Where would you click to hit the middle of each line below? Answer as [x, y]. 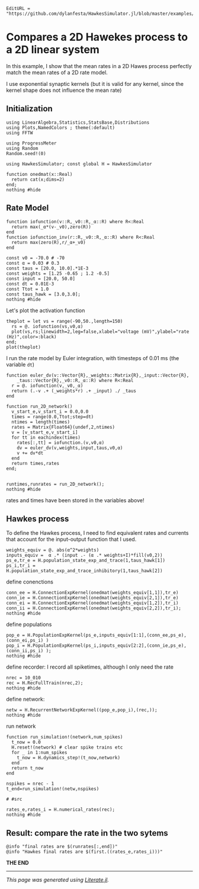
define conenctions [30, 582]
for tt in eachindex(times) [46, 437]
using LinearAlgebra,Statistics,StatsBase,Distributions [78, 122]
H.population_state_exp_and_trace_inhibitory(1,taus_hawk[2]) [84, 571]
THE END [17, 863]
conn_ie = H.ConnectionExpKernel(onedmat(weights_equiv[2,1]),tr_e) [92, 598]
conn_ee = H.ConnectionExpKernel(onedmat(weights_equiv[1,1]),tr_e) [92, 593]
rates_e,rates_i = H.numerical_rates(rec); [61, 810]
